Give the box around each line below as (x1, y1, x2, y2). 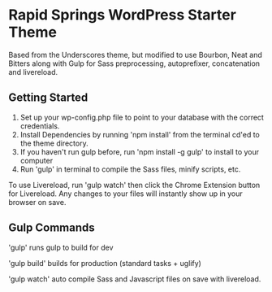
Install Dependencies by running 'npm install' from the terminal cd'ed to (19, 129, 260, 139)
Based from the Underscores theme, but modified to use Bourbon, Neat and (8, 50, 262, 59)
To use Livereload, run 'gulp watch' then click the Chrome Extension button (8, 180, 261, 190)
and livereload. (8, 67, 58, 76)
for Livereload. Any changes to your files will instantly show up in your (8, 189, 244, 198)
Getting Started (8, 91, 89, 105)
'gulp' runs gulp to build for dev (8, 242, 114, 252)
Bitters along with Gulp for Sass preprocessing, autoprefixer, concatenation (8, 59, 261, 68)
